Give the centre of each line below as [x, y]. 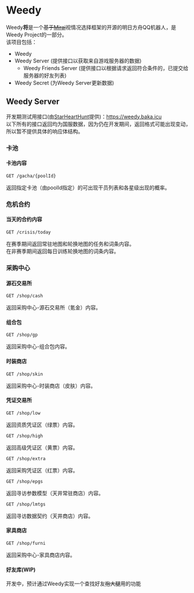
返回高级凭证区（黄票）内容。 [42, 447]
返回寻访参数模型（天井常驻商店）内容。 [55, 493]
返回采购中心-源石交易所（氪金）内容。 [54, 308]
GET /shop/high [25, 436]
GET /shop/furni [26, 543]
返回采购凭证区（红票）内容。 [42, 470]
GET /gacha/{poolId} [31, 176]
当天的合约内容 [24, 219]
